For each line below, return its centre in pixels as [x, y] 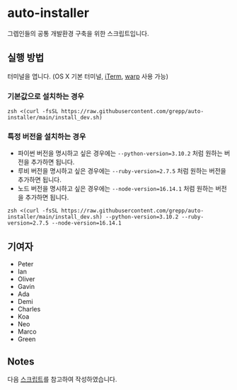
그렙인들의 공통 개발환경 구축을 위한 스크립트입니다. [78, 33]
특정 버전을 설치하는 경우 [47, 136]
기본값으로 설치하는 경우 [46, 96]
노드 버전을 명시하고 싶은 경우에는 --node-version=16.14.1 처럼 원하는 [116, 189]
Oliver [26, 279]
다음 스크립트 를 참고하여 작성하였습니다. [62, 379]
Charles [29, 309]
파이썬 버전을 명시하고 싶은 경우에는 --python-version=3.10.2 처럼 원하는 [120, 153]
